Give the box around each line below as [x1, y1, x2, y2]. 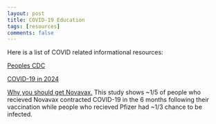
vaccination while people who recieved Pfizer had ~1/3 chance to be [7, 103, 203, 111]
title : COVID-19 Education [7, 17, 85, 23]
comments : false [7, 29, 54, 37]
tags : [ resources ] [7, 23, 60, 30]
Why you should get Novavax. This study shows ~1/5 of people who [7, 88, 201, 96]
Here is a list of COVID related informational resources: [7, 48, 164, 56]
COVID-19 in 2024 [7, 75, 60, 83]
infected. [7, 110, 33, 118]
